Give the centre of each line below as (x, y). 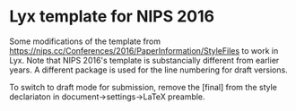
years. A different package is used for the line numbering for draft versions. (149, 70)
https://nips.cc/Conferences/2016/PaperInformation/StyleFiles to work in (144, 50)
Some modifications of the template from (85, 41)
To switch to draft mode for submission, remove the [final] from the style (144, 87)
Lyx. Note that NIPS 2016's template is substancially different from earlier (144, 60)
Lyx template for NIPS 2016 (112, 17)
